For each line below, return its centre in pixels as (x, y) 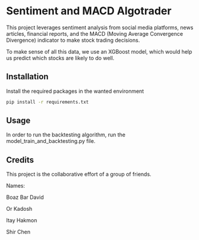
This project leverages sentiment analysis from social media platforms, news (100, 27)
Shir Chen (18, 232)
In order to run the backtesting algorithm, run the (66, 135)
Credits (20, 160)
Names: (16, 186)
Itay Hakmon (22, 220)
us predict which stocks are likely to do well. (60, 58)
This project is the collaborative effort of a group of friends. (79, 174)
